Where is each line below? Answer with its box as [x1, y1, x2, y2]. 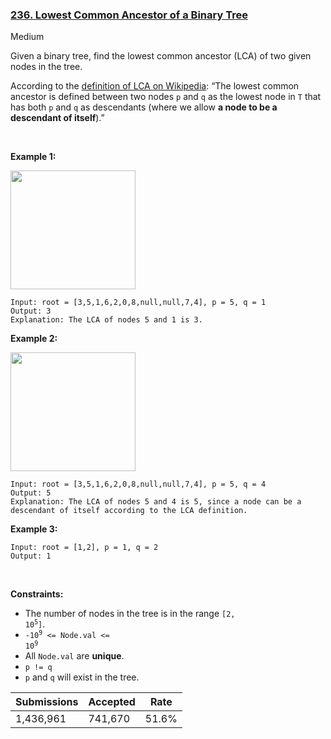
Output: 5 [10, 488, 52, 498]
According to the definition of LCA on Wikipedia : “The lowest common [10, 80, 300, 92]
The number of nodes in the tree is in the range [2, [24, 608, 236, 620]
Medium [10, 31, 45, 43]
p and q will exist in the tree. [24, 671, 140, 683]
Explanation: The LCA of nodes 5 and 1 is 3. [10, 315, 203, 325]
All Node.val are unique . [24, 650, 125, 662]
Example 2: [10, 333, 58, 345]
